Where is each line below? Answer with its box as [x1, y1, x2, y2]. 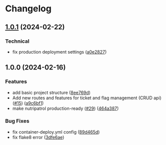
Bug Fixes [5, 118, 30, 125]
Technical [5, 38, 30, 45]
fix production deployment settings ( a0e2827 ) [12, 49, 107, 55]
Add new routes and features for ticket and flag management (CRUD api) [12, 95, 162, 101]
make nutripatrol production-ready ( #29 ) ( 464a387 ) [12, 105, 119, 111]
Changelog [5, 3, 52, 14]
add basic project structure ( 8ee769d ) [12, 89, 91, 95]
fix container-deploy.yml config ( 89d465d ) [12, 129, 100, 135]
